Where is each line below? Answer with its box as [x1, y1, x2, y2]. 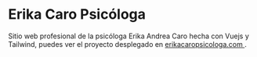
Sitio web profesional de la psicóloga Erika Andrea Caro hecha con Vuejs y [8, 31, 249, 41]
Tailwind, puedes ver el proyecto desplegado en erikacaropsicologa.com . [8, 39, 247, 48]
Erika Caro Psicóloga [8, 5, 147, 23]
